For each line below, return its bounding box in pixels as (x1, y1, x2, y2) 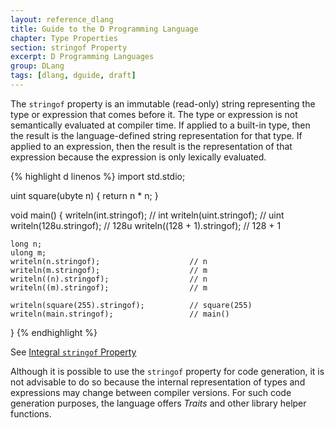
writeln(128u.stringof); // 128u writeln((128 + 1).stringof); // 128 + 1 (10, 219, 282, 231)
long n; (10, 239, 43, 249)
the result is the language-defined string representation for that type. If (10, 129, 303, 141)
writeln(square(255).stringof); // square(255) (10, 300, 253, 310)
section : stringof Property (10, 42, 128, 53)
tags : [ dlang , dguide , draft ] (10, 71, 137, 81)
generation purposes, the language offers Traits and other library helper (10, 397, 307, 409)
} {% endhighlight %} (10, 326, 98, 338)
